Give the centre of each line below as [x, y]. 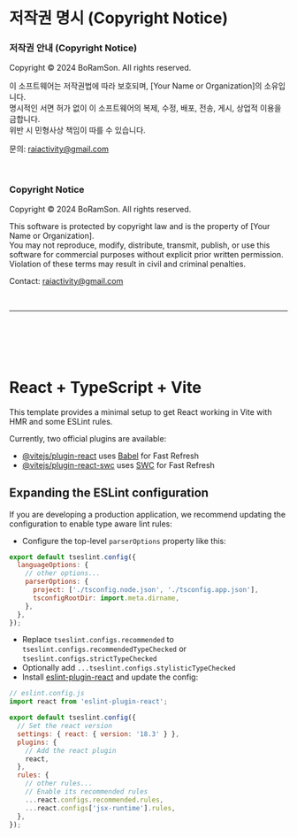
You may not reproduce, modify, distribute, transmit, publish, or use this [140, 245]
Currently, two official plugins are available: [88, 438]
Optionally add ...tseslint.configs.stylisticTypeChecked [129, 668]
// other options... [63, 573]
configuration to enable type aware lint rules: [91, 524]
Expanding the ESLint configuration [109, 493]
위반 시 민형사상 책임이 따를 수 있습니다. [77, 130]
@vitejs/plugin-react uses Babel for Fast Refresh [110, 456]
